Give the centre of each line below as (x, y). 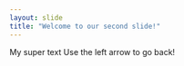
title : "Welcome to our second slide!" (85, 26)
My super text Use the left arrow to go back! (92, 52)
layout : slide (36, 18)
